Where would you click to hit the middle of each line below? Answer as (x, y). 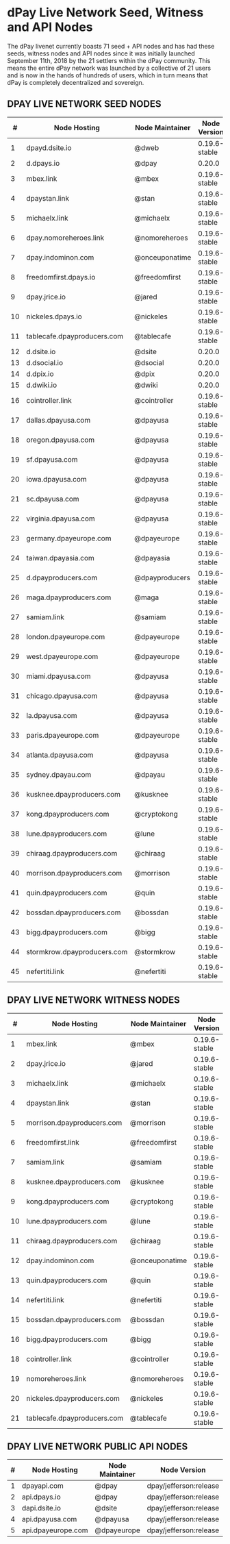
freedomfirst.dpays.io (61, 277)
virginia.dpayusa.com (61, 519)
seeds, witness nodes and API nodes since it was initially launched (101, 53)
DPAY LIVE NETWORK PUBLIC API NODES (98, 1446)
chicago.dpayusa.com (62, 695)
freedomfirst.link (53, 1142)
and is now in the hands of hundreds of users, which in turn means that (107, 75)
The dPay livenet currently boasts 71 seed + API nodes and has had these (111, 46)
